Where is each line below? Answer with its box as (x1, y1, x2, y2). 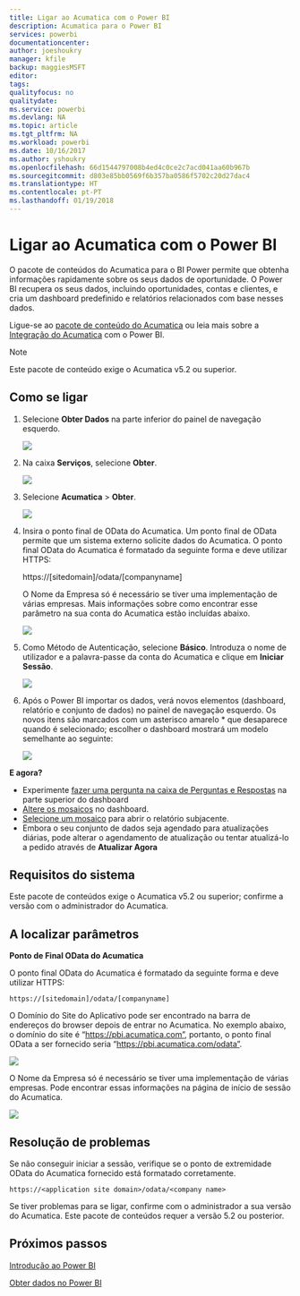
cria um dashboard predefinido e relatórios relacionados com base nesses (9, 293, 284, 303)
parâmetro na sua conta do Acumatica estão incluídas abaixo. (21, 608, 251, 618)
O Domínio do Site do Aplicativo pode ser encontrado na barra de (9, 1010, 251, 1021)
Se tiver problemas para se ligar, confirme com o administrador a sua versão (9, 1201, 292, 1212)
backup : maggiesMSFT (9, 64, 87, 72)
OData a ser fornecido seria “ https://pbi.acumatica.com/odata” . (9, 1039, 243, 1050)
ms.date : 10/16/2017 (9, 146, 87, 155)
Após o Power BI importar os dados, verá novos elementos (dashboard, (21, 695, 287, 705)
